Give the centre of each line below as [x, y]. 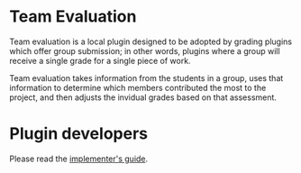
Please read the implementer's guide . [79, 159]
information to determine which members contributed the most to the [138, 87]
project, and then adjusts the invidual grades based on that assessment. [143, 97]
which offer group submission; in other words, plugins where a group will [145, 50]
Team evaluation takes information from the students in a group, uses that [146, 77]
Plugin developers [79, 134]
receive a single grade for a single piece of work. [100, 60]
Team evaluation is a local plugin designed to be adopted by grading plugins [151, 41]
